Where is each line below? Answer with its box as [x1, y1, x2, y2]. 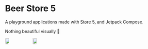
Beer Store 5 [5, 3, 56, 14]
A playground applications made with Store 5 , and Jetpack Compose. [5, 19, 144, 25]
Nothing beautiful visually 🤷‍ [5, 28, 60, 34]
